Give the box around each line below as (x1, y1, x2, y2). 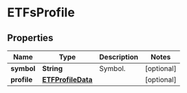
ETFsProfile (7, 5, 76, 21)
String (42, 64, 63, 73)
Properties (7, 32, 54, 44)
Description (99, 53, 139, 62)
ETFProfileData (42, 75, 93, 84)
